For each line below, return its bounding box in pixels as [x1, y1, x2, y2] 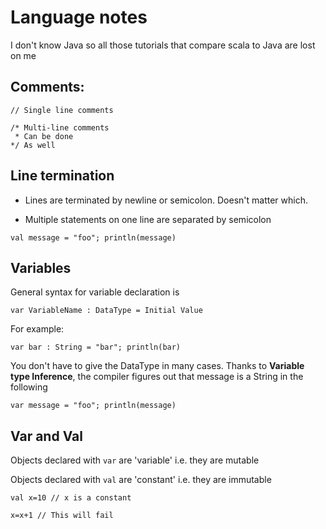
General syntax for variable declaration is [10, 286, 180, 298]
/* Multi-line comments [10, 122, 110, 133]
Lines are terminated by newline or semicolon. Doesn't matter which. [24, 194, 308, 206]
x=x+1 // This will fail [10, 511, 114, 521]
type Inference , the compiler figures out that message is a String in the [10, 371, 304, 383]
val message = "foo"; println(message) [10, 232, 177, 243]
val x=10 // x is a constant [10, 493, 132, 503]
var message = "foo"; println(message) [10, 401, 177, 411]
